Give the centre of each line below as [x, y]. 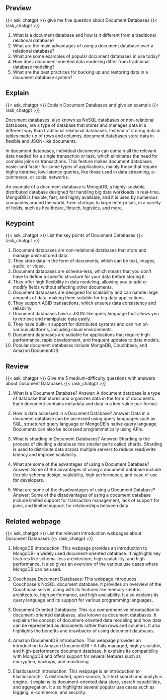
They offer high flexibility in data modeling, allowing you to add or [80, 282]
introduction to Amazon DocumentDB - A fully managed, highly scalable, [87, 646]
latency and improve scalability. [45, 455]
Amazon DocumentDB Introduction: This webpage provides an [77, 640]
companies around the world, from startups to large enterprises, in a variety [83, 202]
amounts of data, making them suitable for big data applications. [79, 298]
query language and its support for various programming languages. [83, 600]
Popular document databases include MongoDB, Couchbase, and [80, 346]
